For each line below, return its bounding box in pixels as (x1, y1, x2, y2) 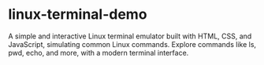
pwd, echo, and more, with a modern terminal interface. (8, 48, 189, 57)
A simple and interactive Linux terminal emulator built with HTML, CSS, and (8, 31, 252, 41)
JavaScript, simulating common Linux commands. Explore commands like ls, (8, 39, 257, 49)
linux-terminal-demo (8, 5, 147, 23)
